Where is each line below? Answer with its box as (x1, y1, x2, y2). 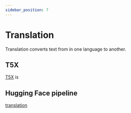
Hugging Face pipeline (5, 89, 77, 97)
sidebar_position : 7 (5, 7, 49, 13)
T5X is (5, 74, 19, 80)
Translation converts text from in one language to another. (5, 46, 126, 52)
